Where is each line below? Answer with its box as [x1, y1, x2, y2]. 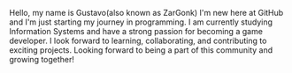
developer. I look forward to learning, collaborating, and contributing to [9, 35, 267, 46]
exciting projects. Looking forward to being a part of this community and [9, 45, 273, 55]
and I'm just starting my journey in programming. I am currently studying [9, 17, 273, 27]
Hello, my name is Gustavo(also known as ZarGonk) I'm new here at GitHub [9, 8, 284, 18]
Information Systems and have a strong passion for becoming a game [9, 26, 264, 36]
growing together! [9, 55, 75, 64]
